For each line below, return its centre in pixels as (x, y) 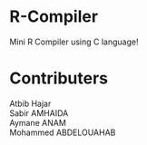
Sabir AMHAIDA (39, 113)
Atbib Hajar (30, 103)
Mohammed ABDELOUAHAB (63, 132)
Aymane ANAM (38, 122)
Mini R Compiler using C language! (74, 42)
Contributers (59, 78)
